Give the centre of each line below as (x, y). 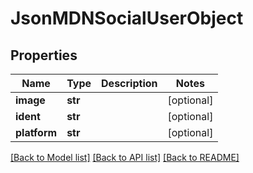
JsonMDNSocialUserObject (127, 18)
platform (36, 132)
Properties (44, 55)
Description (129, 83)
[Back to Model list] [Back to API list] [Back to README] (125, 157)
